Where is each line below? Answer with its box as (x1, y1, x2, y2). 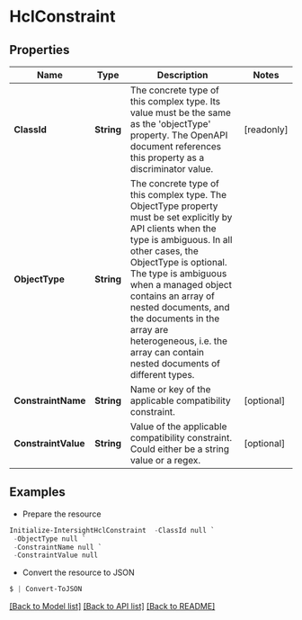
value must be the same (129, 106, 231, 119)
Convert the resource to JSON (22, 567, 135, 578)
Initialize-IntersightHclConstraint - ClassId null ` (9, 526, 216, 535)
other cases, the (129, 245, 200, 257)
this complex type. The (129, 189, 227, 201)
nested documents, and (129, 301, 231, 313)
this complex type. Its (129, 95, 221, 107)
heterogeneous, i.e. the (129, 335, 227, 347)
